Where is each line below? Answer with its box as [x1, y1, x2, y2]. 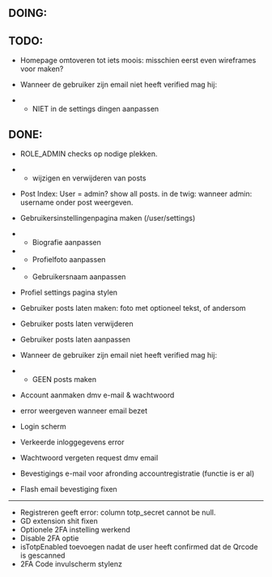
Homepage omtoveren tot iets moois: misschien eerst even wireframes [19, 56, 257, 66]
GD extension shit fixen [19, 516, 99, 526]
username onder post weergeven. [19, 197, 134, 207]
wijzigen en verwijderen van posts [32, 173, 147, 183]
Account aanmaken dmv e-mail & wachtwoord [19, 390, 175, 400]
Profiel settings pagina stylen [19, 287, 118, 298]
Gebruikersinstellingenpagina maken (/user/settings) [19, 214, 196, 223]
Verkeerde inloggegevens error [19, 437, 125, 448]
